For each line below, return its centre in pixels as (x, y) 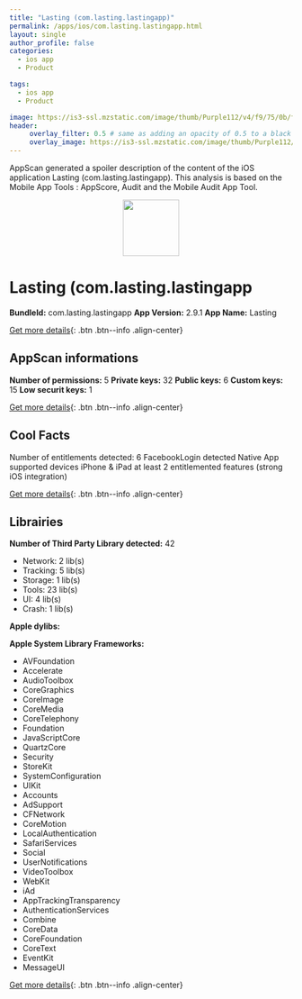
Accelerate (42, 671)
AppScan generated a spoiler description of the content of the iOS (132, 168)
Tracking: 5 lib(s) (53, 571)
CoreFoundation (52, 939)
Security (38, 757)
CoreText (39, 949)
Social (34, 853)
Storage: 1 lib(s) (51, 580)
